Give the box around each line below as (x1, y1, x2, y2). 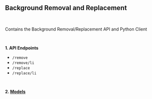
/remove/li (12, 60, 35, 65)
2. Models (5, 88, 26, 94)
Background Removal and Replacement (5, 4, 127, 12)
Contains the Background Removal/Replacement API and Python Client (5, 26, 147, 32)
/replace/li (12, 70, 37, 76)
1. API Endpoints (5, 45, 39, 50)
